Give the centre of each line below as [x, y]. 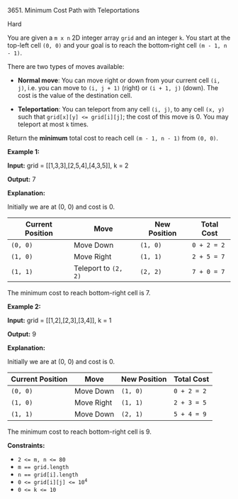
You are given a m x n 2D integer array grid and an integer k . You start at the [119, 38]
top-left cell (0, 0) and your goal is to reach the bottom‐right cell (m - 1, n [117, 45]
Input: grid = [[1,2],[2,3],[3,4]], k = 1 [59, 320]
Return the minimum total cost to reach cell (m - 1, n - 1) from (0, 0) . [113, 138]
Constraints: [26, 445]
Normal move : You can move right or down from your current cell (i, [119, 80]
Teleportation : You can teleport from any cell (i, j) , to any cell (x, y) [121, 109]
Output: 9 [22, 334]
